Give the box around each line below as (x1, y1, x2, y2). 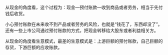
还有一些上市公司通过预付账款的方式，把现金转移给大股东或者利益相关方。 (5, 27, 158, 33)
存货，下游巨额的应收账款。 (5, 44, 62, 50)
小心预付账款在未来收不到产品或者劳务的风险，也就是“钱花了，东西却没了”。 (5, 21, 162, 27)
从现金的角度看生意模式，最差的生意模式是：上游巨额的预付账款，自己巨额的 (5, 38, 163, 44)
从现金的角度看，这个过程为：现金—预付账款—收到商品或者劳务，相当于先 (5, 4, 158, 10)
